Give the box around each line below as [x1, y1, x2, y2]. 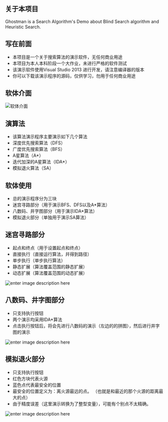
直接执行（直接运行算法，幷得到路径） [12, 251, 92, 257]
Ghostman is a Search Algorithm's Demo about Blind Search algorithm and [5, 18, 159, 24]
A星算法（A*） [12, 152, 44, 158]
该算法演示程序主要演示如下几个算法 [12, 134, 88, 140]
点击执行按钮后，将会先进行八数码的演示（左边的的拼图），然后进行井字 [12, 322, 160, 328]
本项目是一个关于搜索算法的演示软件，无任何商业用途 [12, 54, 123, 60]
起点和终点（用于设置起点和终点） [12, 244, 83, 250]
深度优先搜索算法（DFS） [12, 140, 66, 146]
